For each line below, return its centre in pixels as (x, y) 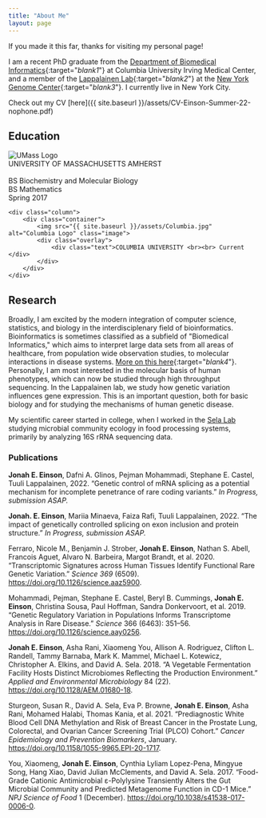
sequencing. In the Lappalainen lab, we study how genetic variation (119, 387)
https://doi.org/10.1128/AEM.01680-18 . (71, 690)
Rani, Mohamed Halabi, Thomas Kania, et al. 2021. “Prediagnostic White (127, 714)
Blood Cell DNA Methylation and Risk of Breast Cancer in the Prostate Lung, (133, 723)
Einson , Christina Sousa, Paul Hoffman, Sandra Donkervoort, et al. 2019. (127, 607)
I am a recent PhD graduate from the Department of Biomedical (113, 62)
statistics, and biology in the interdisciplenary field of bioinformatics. (121, 328)
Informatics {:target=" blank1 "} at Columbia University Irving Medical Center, (132, 70)
